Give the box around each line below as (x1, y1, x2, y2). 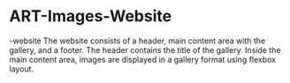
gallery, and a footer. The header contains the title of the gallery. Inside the (9, 44, 281, 55)
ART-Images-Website (9, 6, 172, 26)
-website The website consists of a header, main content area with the (9, 35, 266, 46)
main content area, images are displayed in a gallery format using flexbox (9, 54, 277, 64)
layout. (9, 64, 34, 74)
